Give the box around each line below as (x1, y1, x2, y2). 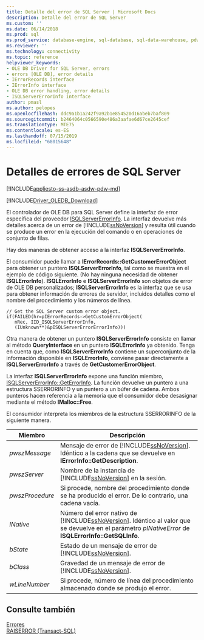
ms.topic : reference (6, 54, 59, 60)
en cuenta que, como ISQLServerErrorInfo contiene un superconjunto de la (6, 347, 196, 355)
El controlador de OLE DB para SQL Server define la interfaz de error (6, 208, 178, 216)
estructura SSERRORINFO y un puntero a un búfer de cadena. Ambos (6, 385, 180, 392)
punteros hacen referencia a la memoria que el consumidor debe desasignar (6, 392, 198, 399)
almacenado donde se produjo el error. (60, 584, 171, 592)
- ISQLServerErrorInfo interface (6, 94, 91, 100)
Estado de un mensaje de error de (60, 541, 157, 550)
